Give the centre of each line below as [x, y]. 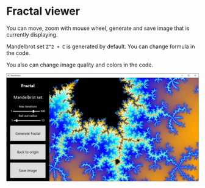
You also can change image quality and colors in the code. [80, 65]
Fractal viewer [43, 11]
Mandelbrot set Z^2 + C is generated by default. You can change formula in [101, 46]
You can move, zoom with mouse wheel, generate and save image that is [98, 28]
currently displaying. [32, 34]
